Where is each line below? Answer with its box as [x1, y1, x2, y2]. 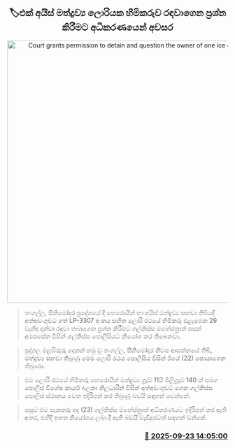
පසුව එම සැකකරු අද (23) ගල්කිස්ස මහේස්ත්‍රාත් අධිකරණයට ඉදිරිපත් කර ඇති [24, 405, 227, 414]
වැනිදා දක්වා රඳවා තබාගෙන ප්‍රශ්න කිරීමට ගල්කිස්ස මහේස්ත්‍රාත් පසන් [24, 324, 202, 332]
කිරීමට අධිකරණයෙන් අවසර [62, 22, 173, 34]
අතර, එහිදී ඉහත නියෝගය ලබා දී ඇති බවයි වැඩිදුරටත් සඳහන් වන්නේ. [24, 413, 208, 421]
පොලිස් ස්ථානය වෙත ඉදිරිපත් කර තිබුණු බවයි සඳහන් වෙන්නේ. [24, 391, 191, 400]
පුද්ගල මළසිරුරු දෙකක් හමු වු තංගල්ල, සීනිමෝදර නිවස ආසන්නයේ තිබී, [24, 346, 213, 354]
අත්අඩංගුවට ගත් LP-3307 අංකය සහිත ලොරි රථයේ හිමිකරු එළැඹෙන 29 [24, 316, 218, 324]
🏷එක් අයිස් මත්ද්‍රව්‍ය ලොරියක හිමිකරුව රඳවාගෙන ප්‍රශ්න [8, 7, 227, 19]
